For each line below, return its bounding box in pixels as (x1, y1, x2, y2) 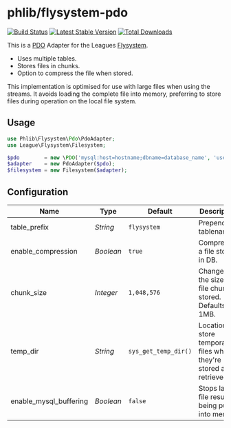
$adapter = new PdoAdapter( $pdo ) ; (7, 161, 115, 167)
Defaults (198, 300, 225, 310)
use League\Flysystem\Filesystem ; (7, 141, 107, 149)
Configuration (7, 186, 69, 198)
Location (198, 320, 227, 330)
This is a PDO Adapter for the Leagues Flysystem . (7, 41, 148, 49)
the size (198, 274, 224, 284)
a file (198, 246, 214, 256)
